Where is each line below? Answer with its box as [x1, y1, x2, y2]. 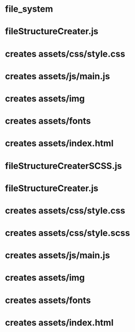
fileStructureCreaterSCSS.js [5, 160, 122, 171]
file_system [5, 3, 53, 15]
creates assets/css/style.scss [5, 228, 130, 238]
